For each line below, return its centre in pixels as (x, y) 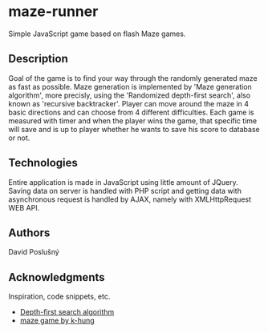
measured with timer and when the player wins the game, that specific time (133, 120)
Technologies (43, 163)
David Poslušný (34, 252)
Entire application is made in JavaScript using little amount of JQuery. (123, 182)
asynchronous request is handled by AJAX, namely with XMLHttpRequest (130, 199)
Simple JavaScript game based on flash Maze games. (97, 34)
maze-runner (53, 12)
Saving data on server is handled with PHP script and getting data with (125, 191)
